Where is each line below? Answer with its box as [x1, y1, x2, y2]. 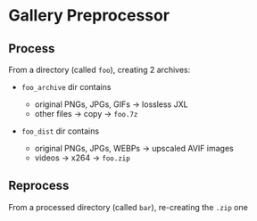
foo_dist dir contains [21, 126, 100, 136]
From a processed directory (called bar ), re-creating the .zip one [8, 201, 249, 212]
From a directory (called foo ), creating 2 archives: [8, 64, 191, 75]
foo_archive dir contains [21, 82, 112, 92]
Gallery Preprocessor [8, 5, 170, 26]
